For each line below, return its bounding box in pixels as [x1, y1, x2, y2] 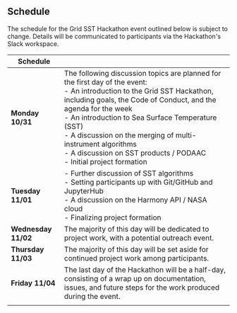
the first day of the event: [63, 77, 147, 87]
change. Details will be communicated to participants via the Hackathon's [7, 32, 221, 40]
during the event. [63, 291, 121, 301]
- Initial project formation [63, 156, 147, 166]
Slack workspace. [7, 39, 59, 48]
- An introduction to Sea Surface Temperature [63, 113, 217, 123]
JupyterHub [63, 186, 104, 195]
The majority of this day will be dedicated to [63, 224, 209, 234]
